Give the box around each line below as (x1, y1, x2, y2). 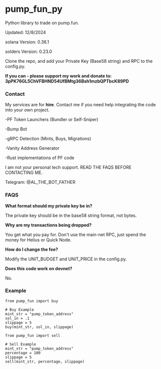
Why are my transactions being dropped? (5, 222, 92, 228)
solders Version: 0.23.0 (5, 48, 53, 54)
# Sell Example (5, 342, 36, 347)
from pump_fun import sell (5, 333, 61, 338)
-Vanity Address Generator (5, 145, 60, 151)
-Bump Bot (5, 126, 27, 132)
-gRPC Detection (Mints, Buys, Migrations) (5, 136, 92, 142)
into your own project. (5, 107, 50, 113)
